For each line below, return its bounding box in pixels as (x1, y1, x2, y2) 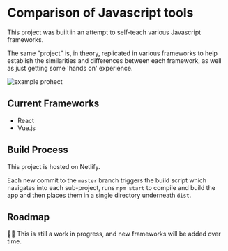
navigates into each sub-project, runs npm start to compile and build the (7, 183, 216, 192)
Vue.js (17, 124, 36, 132)
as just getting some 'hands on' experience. (7, 64, 133, 72)
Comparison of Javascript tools (7, 5, 194, 21)
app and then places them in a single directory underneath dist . (7, 191, 192, 199)
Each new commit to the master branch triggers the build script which (7, 176, 207, 185)
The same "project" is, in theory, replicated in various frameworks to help (7, 49, 218, 57)
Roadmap (7, 211, 50, 223)
